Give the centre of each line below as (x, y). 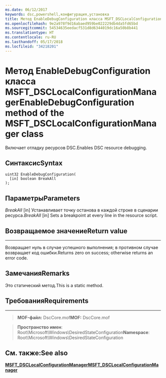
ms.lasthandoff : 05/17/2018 (34, 42)
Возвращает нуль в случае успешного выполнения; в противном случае (82, 247)
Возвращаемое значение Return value (66, 231)
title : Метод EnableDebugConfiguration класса (54, 19)
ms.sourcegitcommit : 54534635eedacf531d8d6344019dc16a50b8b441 (72, 28)
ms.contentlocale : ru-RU (31, 38)
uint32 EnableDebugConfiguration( (41, 174)
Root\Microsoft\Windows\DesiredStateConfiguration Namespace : (83, 332)
